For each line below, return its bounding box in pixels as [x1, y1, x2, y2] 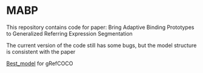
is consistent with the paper [6, 48, 76, 55]
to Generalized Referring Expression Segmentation [6, 30, 133, 37]
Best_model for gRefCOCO [6, 60, 73, 67]
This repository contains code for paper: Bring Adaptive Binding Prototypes [6, 24, 195, 31]
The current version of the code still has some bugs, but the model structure [6, 42, 197, 49]
